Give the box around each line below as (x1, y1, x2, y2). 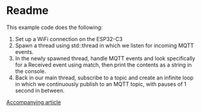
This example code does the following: (6, 24, 103, 31)
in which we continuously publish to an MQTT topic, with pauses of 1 (15, 80, 186, 88)
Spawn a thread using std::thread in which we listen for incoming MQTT (15, 42, 194, 49)
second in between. (15, 87, 65, 94)
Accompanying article (6, 98, 61, 106)
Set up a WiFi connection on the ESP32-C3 (15, 35, 123, 42)
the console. (15, 67, 47, 74)
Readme (6, 4, 49, 18)
